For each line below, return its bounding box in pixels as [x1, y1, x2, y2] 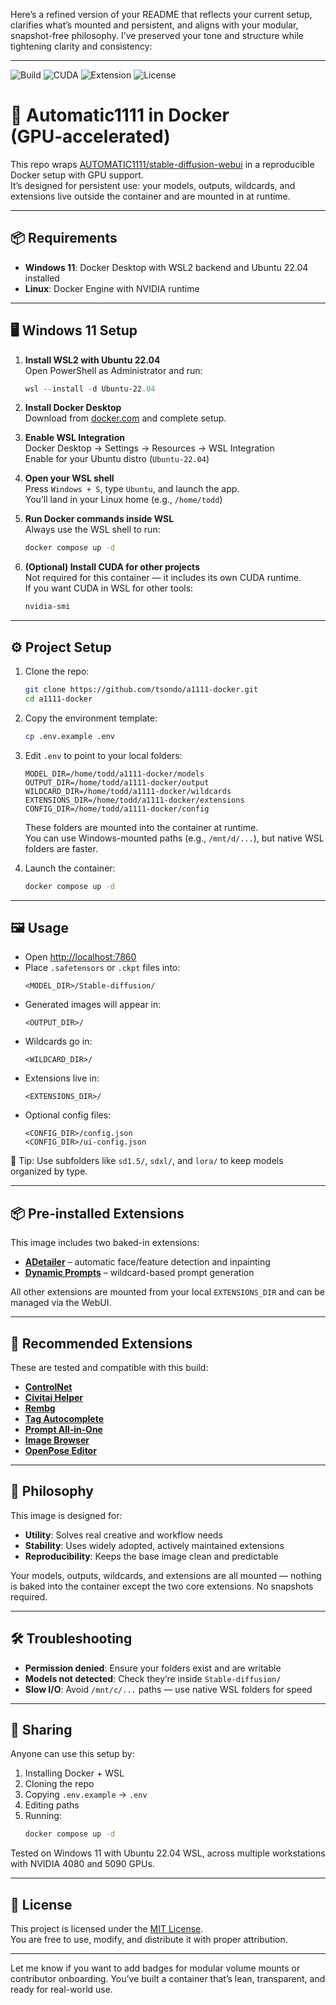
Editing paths [24, 1799, 80, 1811]
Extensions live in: [24, 1072, 100, 1084]
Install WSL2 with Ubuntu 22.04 [24, 354, 161, 366]
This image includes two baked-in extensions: [10, 1237, 200, 1249]
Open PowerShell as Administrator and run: [24, 364, 203, 376]
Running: [24, 1810, 62, 1822]
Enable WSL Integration [24, 432, 125, 444]
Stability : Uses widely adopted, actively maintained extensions [24, 1539, 285, 1551]
